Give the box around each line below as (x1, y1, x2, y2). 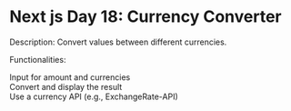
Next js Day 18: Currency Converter (9, 6, 282, 27)
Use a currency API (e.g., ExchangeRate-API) (9, 91, 179, 102)
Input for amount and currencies (9, 71, 131, 83)
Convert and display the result (9, 81, 123, 92)
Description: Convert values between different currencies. (9, 36, 227, 47)
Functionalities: (9, 54, 66, 65)
